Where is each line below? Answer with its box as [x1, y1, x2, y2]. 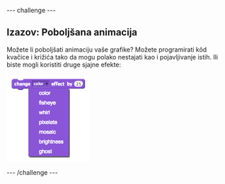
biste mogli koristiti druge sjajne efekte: [6, 60, 122, 69]
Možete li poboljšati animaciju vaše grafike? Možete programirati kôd [6, 45, 207, 54]
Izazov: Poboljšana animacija [6, 26, 138, 38]
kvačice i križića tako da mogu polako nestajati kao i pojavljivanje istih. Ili [6, 52, 219, 61]
